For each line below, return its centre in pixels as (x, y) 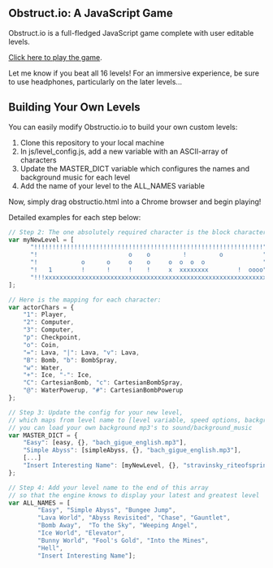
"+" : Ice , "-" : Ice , (58, 375)
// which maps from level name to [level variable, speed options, (125, 420)
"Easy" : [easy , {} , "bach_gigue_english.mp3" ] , (105, 443)
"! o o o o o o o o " (148, 262)
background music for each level (75, 177)
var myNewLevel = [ (41, 240)
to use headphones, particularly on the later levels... (95, 81)
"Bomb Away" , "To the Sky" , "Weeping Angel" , (118, 526)
